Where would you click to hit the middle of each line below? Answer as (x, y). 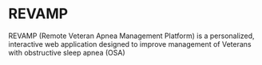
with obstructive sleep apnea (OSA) (67, 52)
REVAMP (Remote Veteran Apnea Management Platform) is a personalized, (131, 36)
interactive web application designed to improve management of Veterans (130, 44)
